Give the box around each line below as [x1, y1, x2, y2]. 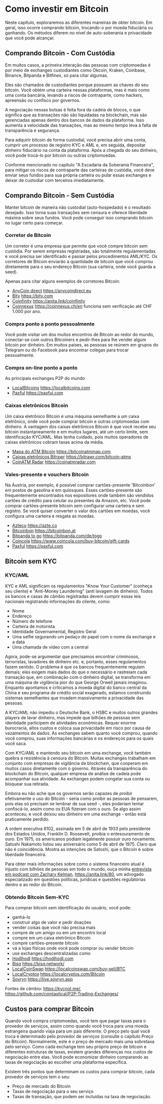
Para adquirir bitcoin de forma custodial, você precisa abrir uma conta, [5, 137, 147, 143]
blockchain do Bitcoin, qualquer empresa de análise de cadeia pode [5, 770, 141, 777]
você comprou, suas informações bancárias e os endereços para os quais [5, 735, 154, 741]
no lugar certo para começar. [5, 220, 64, 226]
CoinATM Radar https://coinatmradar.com [12, 459, 96, 465]
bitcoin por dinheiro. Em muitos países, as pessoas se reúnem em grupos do [5, 342, 159, 348]
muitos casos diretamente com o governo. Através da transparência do [5, 765, 147, 771]
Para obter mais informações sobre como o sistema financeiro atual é [5, 861, 145, 867]
